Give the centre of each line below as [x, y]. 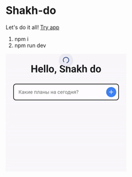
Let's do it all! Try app [33, 27]
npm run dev [30, 45]
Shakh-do [31, 11]
